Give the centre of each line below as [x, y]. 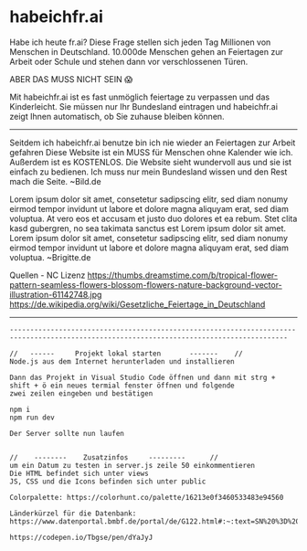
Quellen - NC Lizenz [48, 275]
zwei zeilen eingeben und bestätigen [81, 393]
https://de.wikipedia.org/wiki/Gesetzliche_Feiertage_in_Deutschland [138, 304]
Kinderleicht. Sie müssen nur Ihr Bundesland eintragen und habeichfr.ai [144, 106]
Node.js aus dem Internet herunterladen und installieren [122, 361]
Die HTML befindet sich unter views [79, 473]
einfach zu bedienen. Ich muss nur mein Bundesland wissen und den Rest [148, 172]
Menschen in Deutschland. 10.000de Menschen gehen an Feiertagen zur [146, 51]
